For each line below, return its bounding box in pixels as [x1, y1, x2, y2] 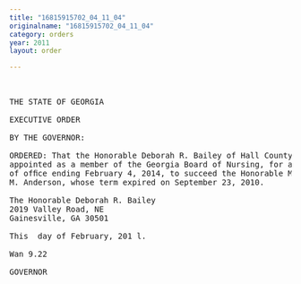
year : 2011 [9, 38, 50, 47]
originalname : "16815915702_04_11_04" [9, 22, 154, 30]
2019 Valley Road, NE [9, 204, 105, 215]
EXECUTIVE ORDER [9, 115, 81, 125]
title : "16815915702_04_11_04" [9, 13, 126, 22]
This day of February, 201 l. [9, 231, 147, 242]
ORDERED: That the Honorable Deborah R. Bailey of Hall [9, 151, 260, 161]
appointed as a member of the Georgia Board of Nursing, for [9, 159, 284, 170]
